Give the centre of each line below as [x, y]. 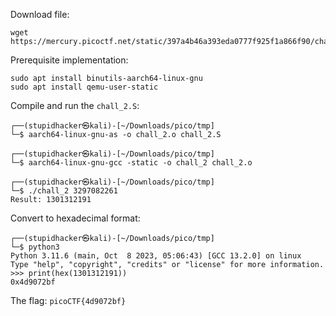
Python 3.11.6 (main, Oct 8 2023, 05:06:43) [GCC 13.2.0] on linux [156, 256]
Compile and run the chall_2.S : [75, 105]
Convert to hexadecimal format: [75, 218]
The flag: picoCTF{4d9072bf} [68, 300]
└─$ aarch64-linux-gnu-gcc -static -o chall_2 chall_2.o [131, 163]
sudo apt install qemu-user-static [84, 87]
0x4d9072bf [33, 282]
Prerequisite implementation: [69, 60]
